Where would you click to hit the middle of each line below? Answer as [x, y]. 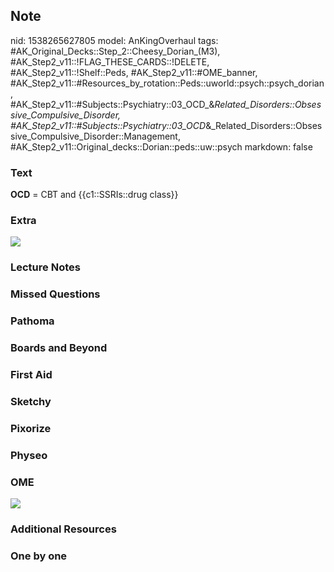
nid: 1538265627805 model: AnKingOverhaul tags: [114, 40]
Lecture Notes [45, 267]
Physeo [29, 455]
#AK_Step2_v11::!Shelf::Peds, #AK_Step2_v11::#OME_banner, [134, 72]
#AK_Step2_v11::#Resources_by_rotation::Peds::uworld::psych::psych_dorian [167, 83]
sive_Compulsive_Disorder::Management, [95, 136]
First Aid [31, 375]
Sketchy [31, 401]
